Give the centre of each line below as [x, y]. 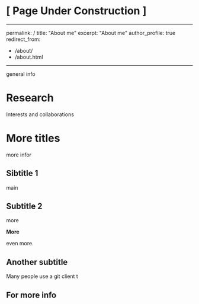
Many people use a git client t [42, 276]
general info [21, 74]
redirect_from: [23, 39]
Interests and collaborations [40, 114]
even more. [20, 244]
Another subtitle [37, 262]
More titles [33, 138]
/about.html [29, 57]
